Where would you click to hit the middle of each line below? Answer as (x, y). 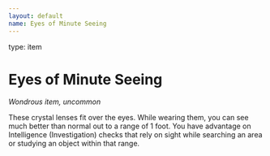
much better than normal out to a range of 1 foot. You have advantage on (130, 126)
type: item (25, 46)
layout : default (36, 16)
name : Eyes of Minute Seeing (58, 24)
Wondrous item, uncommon (55, 102)
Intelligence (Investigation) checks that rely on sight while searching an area (135, 135)
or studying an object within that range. (74, 144)
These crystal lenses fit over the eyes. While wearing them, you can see (129, 118)
